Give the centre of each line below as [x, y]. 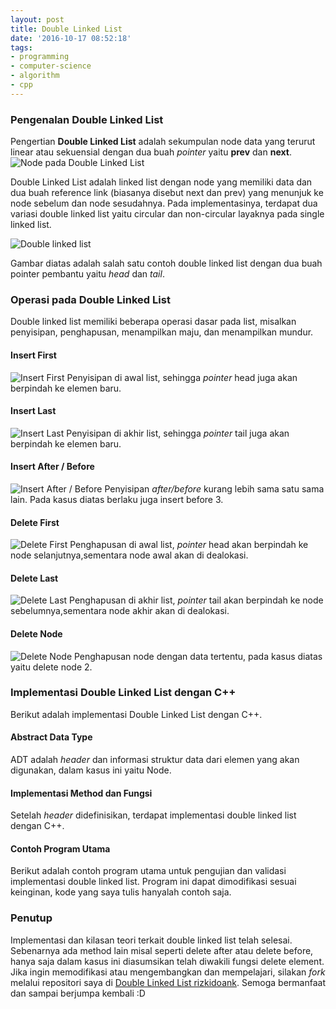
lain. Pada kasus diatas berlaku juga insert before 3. [117, 499]
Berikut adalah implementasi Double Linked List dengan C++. [136, 714]
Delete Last [34, 578]
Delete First [35, 522]
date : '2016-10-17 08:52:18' [71, 38]
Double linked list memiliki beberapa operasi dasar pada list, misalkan [153, 322]
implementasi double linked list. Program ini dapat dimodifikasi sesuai [153, 882]
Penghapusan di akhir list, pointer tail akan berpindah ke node [196, 600]
